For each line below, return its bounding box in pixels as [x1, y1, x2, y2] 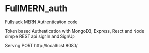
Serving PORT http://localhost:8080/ [5, 42, 78, 48]
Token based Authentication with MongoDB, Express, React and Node [5, 28, 145, 34]
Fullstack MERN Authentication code [5, 19, 78, 25]
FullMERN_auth [5, 3, 68, 14]
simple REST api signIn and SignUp [5, 33, 75, 39]
